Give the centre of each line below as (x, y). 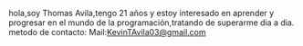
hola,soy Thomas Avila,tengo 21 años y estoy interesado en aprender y (141, 13)
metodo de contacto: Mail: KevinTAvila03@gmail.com (107, 32)
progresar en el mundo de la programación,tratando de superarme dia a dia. (151, 23)
